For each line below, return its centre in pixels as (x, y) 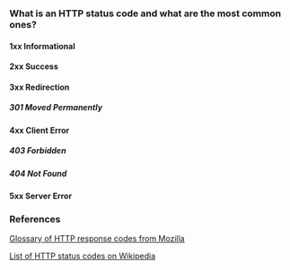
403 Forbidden (38, 151)
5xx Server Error (41, 196)
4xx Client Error (40, 130)
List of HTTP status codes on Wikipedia (83, 256)
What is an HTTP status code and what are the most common (145, 13)
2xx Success (34, 66)
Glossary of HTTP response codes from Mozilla (97, 239)
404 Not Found (38, 173)
